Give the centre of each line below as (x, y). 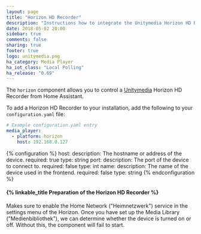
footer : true (22, 51)
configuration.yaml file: (36, 114)
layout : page (22, 12)
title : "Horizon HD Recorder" (44, 17)
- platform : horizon (37, 136)
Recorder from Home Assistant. (45, 96)
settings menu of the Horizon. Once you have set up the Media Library (93, 212)
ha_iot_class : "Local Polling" (45, 67)
